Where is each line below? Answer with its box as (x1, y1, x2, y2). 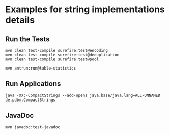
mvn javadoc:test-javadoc (5, 124, 60, 130)
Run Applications (5, 80, 61, 88)
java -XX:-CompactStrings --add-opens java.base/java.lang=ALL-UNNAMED (5, 93, 160, 98)
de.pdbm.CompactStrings (5, 97, 56, 103)
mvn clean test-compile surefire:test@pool (5, 57, 99, 62)
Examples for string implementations (5, 4, 165, 15)
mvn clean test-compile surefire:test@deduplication (5, 52, 120, 57)
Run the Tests (5, 35, 50, 43)
